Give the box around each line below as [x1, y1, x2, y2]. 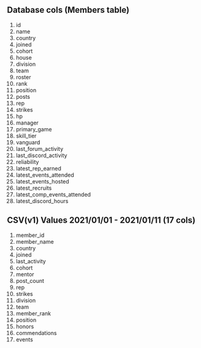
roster [15, 73, 31, 80]
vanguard [15, 138, 40, 146]
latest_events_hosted [15, 177, 69, 185]
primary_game [15, 125, 52, 133]
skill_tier [15, 132, 37, 139]
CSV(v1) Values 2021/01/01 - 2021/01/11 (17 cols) [7, 215, 195, 226]
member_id [15, 231, 45, 239]
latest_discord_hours [15, 197, 69, 204]
